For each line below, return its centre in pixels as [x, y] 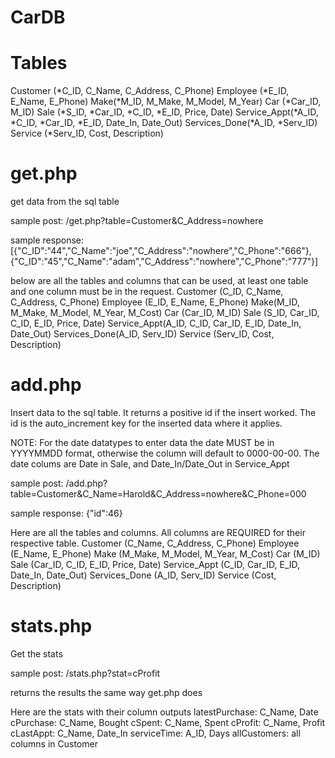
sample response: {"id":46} [66, 513]
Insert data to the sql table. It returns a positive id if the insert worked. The [163, 412]
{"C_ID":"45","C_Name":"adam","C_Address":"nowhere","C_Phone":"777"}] [164, 262]
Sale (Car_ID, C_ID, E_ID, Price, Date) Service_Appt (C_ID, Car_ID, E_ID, [155, 564]
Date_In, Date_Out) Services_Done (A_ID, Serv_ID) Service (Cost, [143, 575]
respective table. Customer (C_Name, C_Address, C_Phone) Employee [155, 543]
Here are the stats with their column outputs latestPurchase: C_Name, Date [164, 712]
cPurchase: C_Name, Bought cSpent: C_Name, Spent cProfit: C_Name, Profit [168, 722]
